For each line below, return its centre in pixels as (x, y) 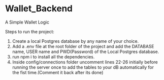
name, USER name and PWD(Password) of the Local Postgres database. (85, 52)
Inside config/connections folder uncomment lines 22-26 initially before (85, 62)
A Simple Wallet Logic (27, 22)
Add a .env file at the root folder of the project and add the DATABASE (83, 46)
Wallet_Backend (39, 9)
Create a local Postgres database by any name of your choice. (75, 41)
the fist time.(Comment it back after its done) (58, 72)
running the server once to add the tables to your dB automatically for (83, 67)
